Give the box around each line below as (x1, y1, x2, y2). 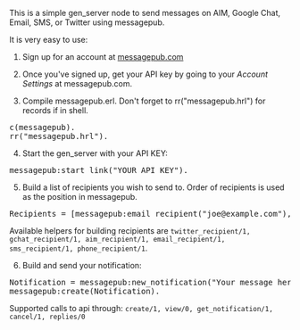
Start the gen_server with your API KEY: (21, 148, 168, 159)
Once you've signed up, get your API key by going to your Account (21, 69, 269, 79)
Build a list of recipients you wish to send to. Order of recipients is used (21, 182, 285, 193)
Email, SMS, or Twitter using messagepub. (9, 17, 165, 28)
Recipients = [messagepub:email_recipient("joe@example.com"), (9, 209, 292, 219)
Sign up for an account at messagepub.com (21, 52, 184, 62)
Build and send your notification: (21, 260, 142, 270)
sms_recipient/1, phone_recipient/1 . (9, 243, 148, 253)
